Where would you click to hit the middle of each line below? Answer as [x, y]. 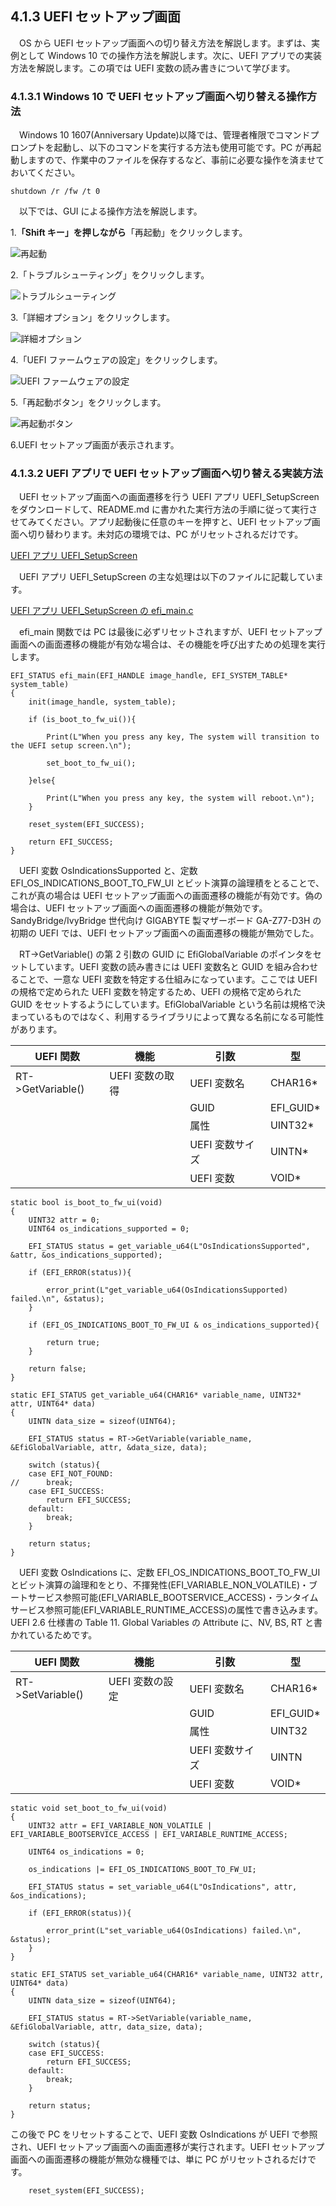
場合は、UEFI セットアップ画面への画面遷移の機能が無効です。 [139, 908]
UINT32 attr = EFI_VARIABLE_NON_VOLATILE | [120, 1826]
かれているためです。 [54, 1635]
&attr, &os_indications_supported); [86, 1255]
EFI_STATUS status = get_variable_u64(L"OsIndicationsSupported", [169, 1247]
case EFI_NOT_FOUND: [71, 1474]
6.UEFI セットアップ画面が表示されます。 [95, 445]
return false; [57, 1369]
